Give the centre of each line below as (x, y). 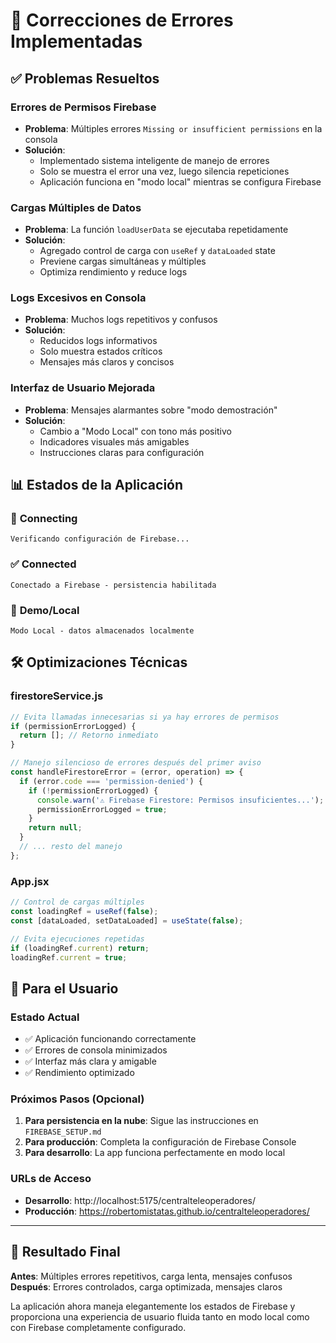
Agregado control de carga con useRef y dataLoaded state (157, 251)
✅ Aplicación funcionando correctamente (110, 1039)
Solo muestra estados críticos (101, 351)
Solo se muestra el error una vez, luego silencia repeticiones (164, 171)
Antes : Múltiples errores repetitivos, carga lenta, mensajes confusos (151, 1276)
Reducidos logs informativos (98, 341)
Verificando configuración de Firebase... (100, 539)
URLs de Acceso (51, 1179)
